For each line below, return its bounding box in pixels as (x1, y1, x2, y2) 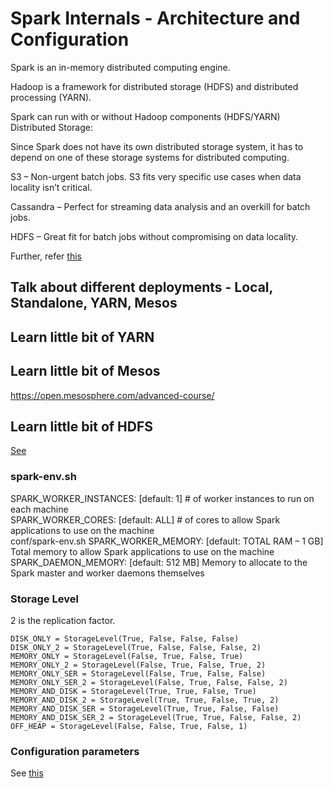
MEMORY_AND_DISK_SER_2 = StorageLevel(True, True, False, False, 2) (10, 712, 302, 722)
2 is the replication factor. (10, 614, 116, 626)
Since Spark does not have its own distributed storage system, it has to (10, 140, 304, 152)
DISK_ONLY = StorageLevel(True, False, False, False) (10, 633, 240, 644)
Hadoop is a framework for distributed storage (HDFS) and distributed (10, 80, 299, 92)
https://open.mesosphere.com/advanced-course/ (10, 389, 215, 401)
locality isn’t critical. (10, 181, 93, 193)
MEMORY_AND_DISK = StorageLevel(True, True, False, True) (10, 686, 257, 696)
